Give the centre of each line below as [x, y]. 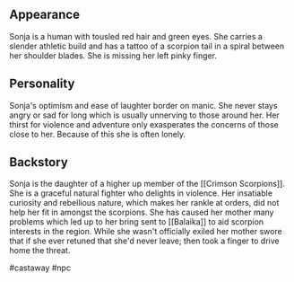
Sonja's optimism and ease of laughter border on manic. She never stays [143, 105]
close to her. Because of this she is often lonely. [98, 134]
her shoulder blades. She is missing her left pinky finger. [113, 55]
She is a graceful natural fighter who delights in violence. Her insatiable [141, 193]
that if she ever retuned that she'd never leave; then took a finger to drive [144, 241]
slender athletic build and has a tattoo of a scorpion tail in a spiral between [147, 46]
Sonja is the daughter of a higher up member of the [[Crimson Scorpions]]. [147, 184]
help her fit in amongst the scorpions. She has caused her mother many [142, 212]
